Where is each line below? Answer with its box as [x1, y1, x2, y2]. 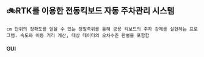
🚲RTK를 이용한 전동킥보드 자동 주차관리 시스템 [6, 5, 175, 16]
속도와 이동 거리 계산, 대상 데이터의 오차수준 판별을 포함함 [20, 32, 150, 38]
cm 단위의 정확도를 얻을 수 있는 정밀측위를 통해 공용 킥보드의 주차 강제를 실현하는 [6, 26, 188, 32]
